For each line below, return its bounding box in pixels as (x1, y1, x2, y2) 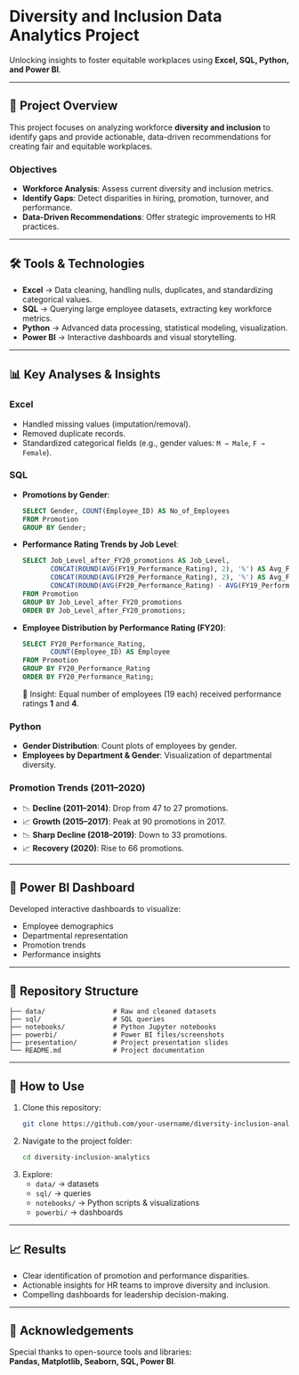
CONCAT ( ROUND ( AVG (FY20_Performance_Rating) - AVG (50, 582, 238, 590)
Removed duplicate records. (21, 427, 126, 438)
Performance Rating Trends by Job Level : (21, 539, 179, 549)
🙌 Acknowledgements (9, 1322, 134, 1338)
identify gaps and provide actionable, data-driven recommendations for (9, 131, 271, 142)
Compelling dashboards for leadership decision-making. (21, 1289, 229, 1299)
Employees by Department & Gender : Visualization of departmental (21, 750, 272, 761)
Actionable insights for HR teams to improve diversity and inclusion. (21, 1280, 271, 1290)
